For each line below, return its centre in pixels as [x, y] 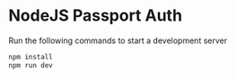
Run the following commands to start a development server [118, 40]
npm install [31, 57]
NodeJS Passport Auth [96, 16]
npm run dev [31, 65]
